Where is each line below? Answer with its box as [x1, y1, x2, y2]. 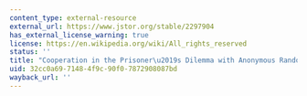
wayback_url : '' [9, 73, 71, 82]
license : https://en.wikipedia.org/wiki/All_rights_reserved [9, 38, 248, 48]
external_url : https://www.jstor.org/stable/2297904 [9, 22, 215, 31]
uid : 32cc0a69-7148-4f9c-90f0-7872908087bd [9, 65, 178, 74]
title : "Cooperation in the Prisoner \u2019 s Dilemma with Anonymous [9, 56, 276, 65]
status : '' [9, 48, 51, 57]
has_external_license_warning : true [9, 30, 149, 39]
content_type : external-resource [9, 13, 137, 23]
